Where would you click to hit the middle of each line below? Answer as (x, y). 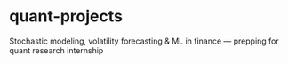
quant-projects (66, 16)
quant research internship (56, 50)
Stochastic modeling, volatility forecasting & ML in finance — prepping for (144, 41)
